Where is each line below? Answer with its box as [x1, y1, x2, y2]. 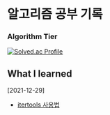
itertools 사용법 [17, 100, 60, 109]
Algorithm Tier [7, 32, 58, 42]
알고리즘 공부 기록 [7, 6, 103, 22]
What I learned [7, 68, 72, 79]
